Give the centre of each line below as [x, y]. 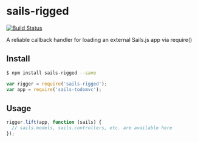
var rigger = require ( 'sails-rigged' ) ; [57, 84]
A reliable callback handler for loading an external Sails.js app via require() [99, 39]
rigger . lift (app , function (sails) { [54, 123]
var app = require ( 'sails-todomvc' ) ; [54, 89]
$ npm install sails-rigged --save [51, 73]
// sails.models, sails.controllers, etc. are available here [92, 128]
